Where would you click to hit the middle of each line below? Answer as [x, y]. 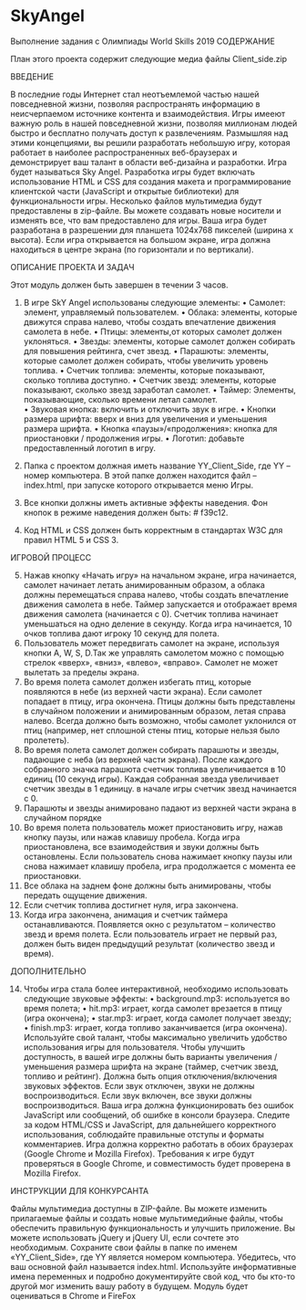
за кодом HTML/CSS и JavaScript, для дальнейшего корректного [150, 1125]
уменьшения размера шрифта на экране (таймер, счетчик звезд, [151, 1066]
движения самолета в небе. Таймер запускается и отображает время [160, 604]
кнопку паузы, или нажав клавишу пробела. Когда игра [132, 837]
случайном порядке [63, 817]
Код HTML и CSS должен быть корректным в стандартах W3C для [153, 529]
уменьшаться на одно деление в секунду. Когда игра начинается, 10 [158, 624]
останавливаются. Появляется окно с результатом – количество [149, 924]
